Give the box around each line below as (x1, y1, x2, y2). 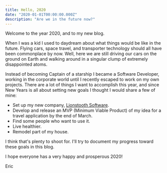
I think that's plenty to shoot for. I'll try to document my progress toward (5, 138, 154, 144)
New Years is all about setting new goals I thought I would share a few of (5, 87, 155, 93)
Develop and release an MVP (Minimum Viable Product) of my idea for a (12, 107, 161, 113)
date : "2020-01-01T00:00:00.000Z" (5, 12, 78, 17)
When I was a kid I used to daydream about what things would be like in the (5, 40, 161, 46)
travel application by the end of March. (12, 113, 93, 119)
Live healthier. (12, 123, 42, 129)
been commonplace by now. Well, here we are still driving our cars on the (5, 51, 157, 57)
